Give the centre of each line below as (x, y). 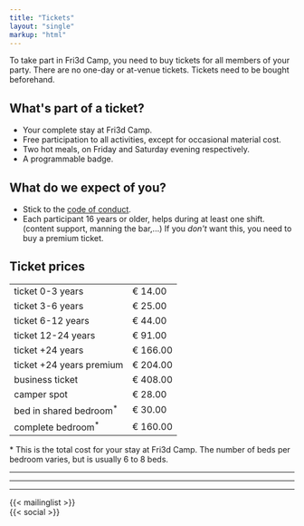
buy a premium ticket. (63, 238)
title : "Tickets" (42, 18)
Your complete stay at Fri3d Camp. (87, 130)
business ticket (46, 379)
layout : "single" (42, 26)
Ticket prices (47, 267)
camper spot (41, 394)
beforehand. (33, 80)
